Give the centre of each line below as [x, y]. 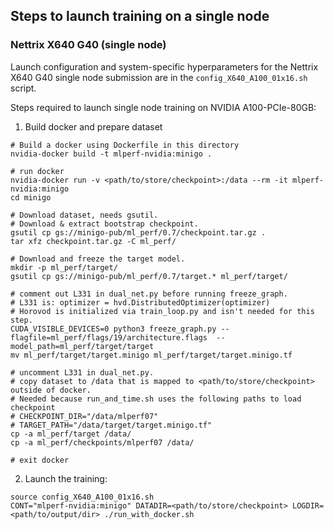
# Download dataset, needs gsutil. [84, 215]
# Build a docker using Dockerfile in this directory [125, 145]
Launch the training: [66, 478]
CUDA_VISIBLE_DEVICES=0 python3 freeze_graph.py [113, 329]
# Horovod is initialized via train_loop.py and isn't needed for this [162, 311]
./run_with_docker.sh [149, 514]
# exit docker [40, 460]
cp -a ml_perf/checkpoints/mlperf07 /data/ [102, 442]
